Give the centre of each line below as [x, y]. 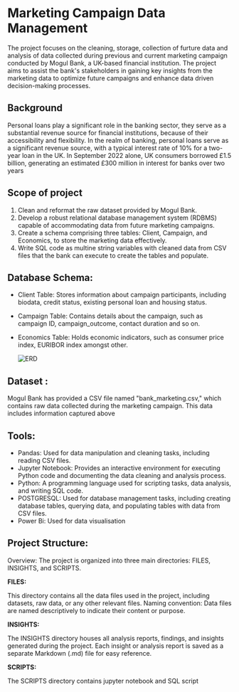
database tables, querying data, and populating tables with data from [119, 506]
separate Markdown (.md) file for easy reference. [80, 653]
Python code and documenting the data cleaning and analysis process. [122, 475]
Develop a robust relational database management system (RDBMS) [117, 218]
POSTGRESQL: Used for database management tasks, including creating [124, 498]
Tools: [21, 436]
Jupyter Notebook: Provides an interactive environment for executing [119, 468]
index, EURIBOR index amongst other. [73, 345]
